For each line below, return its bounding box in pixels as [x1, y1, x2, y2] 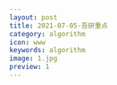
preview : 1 [9, 63, 50, 72]
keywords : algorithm [9, 46, 87, 55]
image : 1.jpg [9, 54, 58, 63]
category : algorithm [9, 29, 87, 38]
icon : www [9, 37, 46, 47]
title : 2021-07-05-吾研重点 [9, 21, 109, 30]
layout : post [9, 12, 58, 22]
